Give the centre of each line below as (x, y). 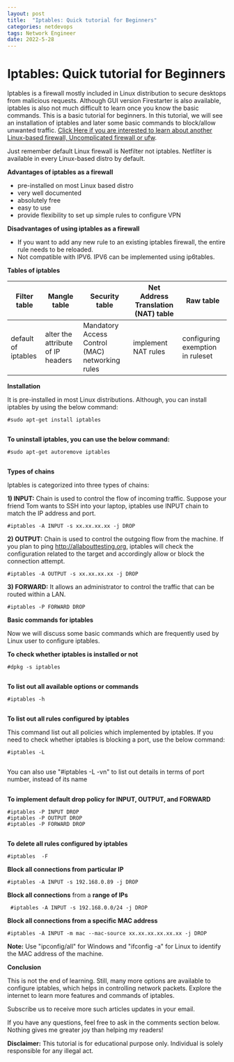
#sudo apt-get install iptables (54, 420)
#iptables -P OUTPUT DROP (45, 818)
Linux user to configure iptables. (54, 641)
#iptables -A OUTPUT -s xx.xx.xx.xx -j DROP (73, 574)
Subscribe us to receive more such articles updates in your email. (101, 1009)
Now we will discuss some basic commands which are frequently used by (113, 634)
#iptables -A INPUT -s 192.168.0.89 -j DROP (73, 882)
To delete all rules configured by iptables (68, 844)
